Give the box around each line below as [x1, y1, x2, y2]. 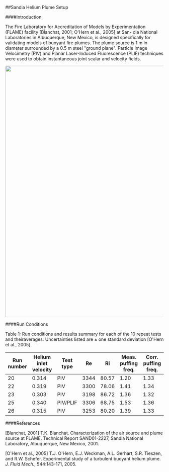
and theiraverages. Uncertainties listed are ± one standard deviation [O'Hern [5, 336, 164, 342]
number [8, 363, 27, 370]
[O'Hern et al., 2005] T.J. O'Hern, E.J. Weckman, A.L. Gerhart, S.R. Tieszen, [5, 450, 162, 456]
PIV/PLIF [57, 399, 77, 406]
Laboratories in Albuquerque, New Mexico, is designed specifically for [5, 35, 151, 40]
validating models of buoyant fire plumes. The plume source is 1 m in [5, 40, 147, 46]
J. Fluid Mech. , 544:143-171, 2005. [5, 461, 77, 467]
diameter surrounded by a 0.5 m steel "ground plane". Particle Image [5, 45, 147, 51]
